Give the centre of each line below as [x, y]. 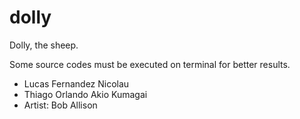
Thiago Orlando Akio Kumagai [85, 94]
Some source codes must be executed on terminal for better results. [150, 64]
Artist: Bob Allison [60, 105]
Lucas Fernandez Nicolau [76, 83]
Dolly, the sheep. [44, 45]
